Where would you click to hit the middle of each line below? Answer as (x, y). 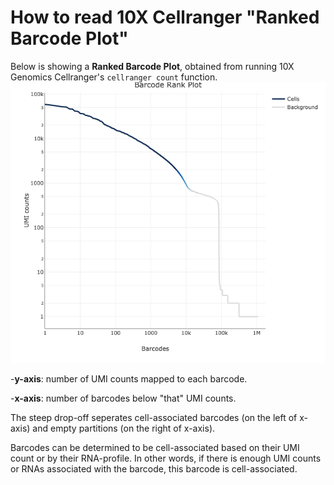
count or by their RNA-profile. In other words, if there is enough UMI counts (166, 458)
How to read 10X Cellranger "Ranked (165, 17)
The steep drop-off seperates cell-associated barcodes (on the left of (154, 417)
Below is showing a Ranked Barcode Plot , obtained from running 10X (152, 66)
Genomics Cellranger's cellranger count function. (114, 77)
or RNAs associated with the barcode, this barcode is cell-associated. (154, 468)
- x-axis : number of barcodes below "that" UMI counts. (123, 398)
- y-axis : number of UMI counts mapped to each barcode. (129, 378)
